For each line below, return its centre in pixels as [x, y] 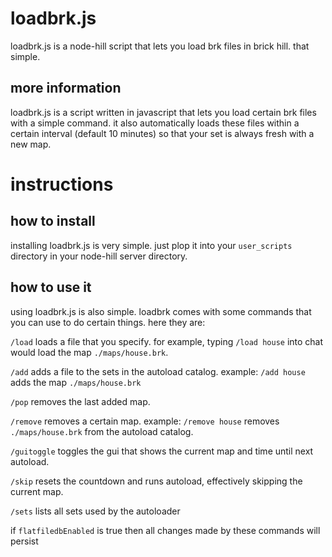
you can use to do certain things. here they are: [108, 322]
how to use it [51, 287]
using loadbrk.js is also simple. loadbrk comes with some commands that [161, 311]
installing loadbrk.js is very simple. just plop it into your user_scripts [151, 245]
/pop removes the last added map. [80, 401]
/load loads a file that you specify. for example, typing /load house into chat [167, 341]
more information [66, 88]
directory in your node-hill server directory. [99, 256]
